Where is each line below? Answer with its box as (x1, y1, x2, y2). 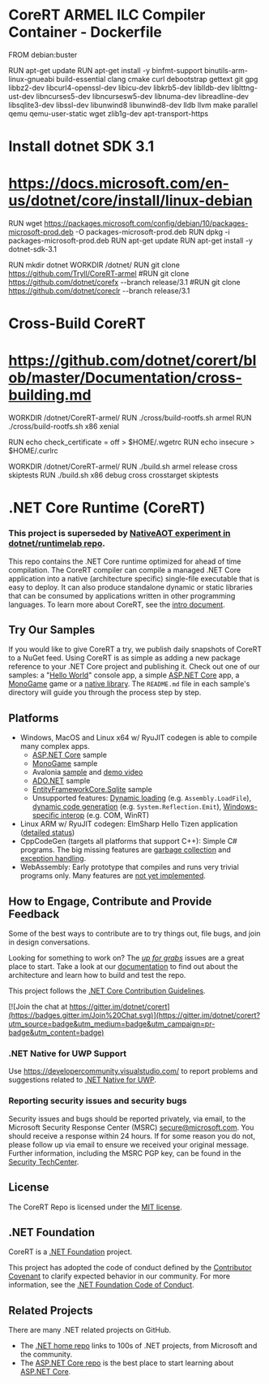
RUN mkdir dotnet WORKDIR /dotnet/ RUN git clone (8, 260, 181, 270)
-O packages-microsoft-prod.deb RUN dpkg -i (75, 227, 230, 237)
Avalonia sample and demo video (32, 768, 143, 777)
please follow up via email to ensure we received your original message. (8, 1140, 250, 1149)
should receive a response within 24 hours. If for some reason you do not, (8, 1131, 255, 1140)
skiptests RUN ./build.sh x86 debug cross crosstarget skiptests (8, 470, 219, 480)
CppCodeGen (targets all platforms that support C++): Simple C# (19, 837, 237, 846)
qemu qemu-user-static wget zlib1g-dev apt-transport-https (8, 108, 209, 119)
